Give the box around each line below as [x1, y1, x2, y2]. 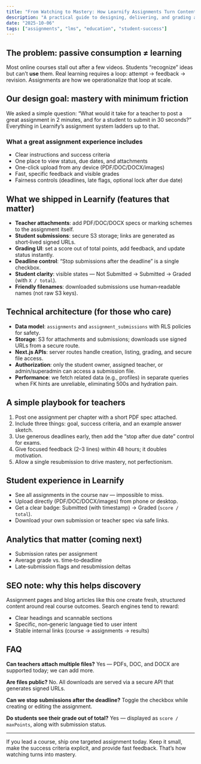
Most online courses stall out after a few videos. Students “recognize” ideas [6, 64, 193, 71]
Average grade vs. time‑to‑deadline [14, 556, 102, 564]
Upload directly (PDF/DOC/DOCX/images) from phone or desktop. [14, 498, 178, 505]
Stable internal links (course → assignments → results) [14, 627, 150, 634]
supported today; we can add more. [6, 667, 95, 674]
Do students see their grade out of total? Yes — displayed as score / [6, 714, 178, 721]
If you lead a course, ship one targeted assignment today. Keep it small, [6, 738, 182, 745]
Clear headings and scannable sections [14, 615, 112, 622]
